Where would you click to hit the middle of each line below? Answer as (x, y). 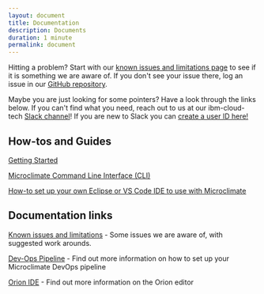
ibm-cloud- (226, 108)
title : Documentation (44, 23)
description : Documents (47, 30)
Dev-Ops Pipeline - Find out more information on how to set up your (119, 258)
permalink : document (42, 45)
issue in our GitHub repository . (58, 85)
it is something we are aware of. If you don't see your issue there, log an (126, 76)
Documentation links (60, 215)
